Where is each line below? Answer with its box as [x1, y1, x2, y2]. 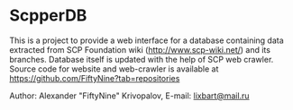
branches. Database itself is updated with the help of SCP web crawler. [9, 54, 274, 64]
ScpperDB [9, 5, 87, 26]
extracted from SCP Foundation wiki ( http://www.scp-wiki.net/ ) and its [9, 44, 270, 55]
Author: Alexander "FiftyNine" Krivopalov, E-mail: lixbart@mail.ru [9, 90, 250, 101]
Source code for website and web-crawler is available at [9, 63, 219, 74]
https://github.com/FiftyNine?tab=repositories [9, 72, 180, 83]
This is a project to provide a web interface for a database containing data [9, 35, 284, 46]
